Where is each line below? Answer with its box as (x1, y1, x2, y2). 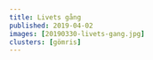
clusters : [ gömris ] (9, 37, 82, 47)
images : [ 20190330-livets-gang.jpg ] (9, 29, 145, 38)
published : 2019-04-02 (9, 21, 93, 30)
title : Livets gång (9, 12, 82, 22)
